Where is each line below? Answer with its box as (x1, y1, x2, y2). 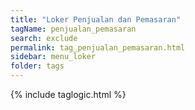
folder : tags (10, 61, 65, 71)
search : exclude (10, 33, 78, 43)
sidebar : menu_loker (10, 52, 97, 62)
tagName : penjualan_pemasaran (10, 24, 137, 34)
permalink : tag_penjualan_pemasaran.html (10, 42, 186, 53)
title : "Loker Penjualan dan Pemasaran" (10, 14, 182, 25)
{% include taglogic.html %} (10, 89, 127, 100)
